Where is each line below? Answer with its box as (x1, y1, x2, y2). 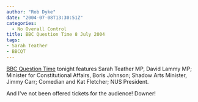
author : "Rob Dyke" (6, 8, 56, 15)
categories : (6, 20, 37, 26)
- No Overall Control (12, 25, 67, 32)
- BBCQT (6, 49, 26, 55)
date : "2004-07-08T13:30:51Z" (6, 15, 84, 21)
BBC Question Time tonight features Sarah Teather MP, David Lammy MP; (6, 65, 193, 72)
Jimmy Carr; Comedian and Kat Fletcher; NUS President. (6, 78, 149, 85)
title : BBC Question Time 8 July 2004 (6, 32, 105, 38)
